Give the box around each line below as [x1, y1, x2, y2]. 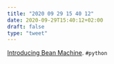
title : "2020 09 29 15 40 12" [7, 10, 95, 17]
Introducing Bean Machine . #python [7, 49, 108, 57]
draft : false [7, 23, 45, 30]
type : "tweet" [7, 29, 48, 37]
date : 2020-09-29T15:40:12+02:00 [7, 17, 104, 24]
